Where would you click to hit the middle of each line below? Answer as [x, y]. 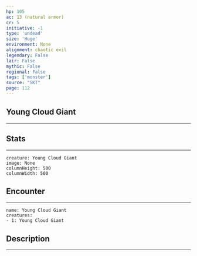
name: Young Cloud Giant [36, 210]
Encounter [26, 191]
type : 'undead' [25, 34]
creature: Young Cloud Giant [42, 158]
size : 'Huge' [22, 39]
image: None [21, 163]
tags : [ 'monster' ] [28, 77]
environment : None [28, 45]
